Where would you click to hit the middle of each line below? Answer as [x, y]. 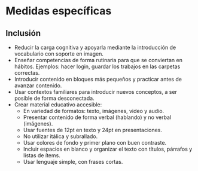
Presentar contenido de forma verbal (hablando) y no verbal [97, 117]
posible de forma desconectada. [54, 98]
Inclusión [23, 33]
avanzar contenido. [38, 85]
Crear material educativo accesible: [58, 105]
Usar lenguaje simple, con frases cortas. [73, 162]
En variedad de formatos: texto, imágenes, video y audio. [94, 111]
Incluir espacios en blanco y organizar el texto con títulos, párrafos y [108, 149]
